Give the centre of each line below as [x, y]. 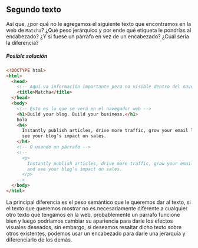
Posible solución [27, 56]
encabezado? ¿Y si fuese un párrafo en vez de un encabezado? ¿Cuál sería [98, 36]
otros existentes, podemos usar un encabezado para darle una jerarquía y [96, 233]
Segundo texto [34, 10]
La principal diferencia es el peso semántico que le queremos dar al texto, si [99, 202]
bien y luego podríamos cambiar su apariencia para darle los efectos [90, 221]
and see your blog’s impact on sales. [75, 169]
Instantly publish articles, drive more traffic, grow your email [105, 131]
